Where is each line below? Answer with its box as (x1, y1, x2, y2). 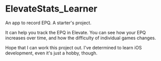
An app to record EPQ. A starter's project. (5, 20, 92, 26)
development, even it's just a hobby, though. (5, 50, 97, 56)
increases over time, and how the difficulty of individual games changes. (5, 35, 156, 41)
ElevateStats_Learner (5, 3, 97, 15)
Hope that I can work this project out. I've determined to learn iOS (5, 44, 142, 50)
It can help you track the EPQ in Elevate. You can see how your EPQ (5, 29, 146, 35)
